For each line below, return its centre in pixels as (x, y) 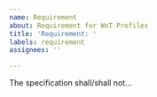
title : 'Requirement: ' (53, 34)
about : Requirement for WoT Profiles (79, 26)
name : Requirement (43, 17)
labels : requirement (47, 42)
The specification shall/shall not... (71, 83)
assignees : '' (35, 50)
